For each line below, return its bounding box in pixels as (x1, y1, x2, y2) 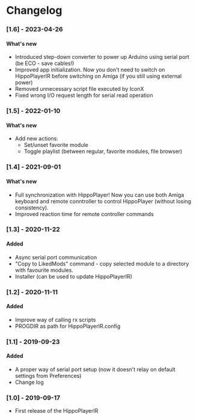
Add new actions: (14, 135, 59, 142)
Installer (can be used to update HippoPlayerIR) (14, 273, 133, 280)
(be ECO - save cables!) (14, 60, 74, 67)
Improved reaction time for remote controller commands (14, 210, 154, 217)
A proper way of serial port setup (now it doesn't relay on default (14, 365, 176, 373)
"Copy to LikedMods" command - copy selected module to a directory (14, 260, 189, 267)
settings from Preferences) (14, 372, 82, 379)
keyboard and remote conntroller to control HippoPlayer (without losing (14, 197, 192, 205)
